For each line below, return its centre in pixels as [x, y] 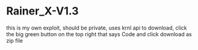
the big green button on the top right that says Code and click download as [99, 34]
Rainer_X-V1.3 [43, 11]
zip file [14, 40]
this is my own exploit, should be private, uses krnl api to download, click [97, 28]
